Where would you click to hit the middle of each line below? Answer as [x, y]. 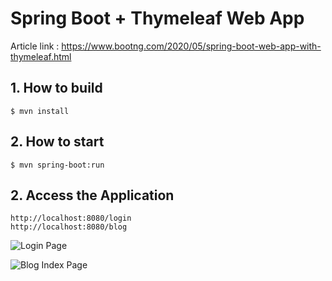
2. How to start [57, 142]
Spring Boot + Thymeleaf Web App [157, 18]
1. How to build [56, 88]
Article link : [35, 46]
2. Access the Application [92, 195]
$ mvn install [40, 111]
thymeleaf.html [41, 56]
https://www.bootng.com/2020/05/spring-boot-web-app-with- [191, 46]
